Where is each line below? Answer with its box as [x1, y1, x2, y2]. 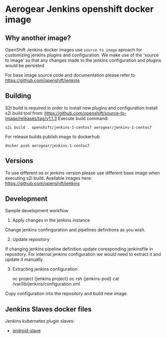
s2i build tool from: [5, 110, 44, 116]
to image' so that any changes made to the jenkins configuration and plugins [5, 57, 162, 63]
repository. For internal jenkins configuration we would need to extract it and [5, 251, 161, 257]
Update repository [12, 237, 50, 242]
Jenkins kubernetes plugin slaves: [5, 318, 75, 324]
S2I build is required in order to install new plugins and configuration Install [5, 105, 158, 111]
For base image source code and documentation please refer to [5, 72, 135, 78]
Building [5, 92, 31, 100]
